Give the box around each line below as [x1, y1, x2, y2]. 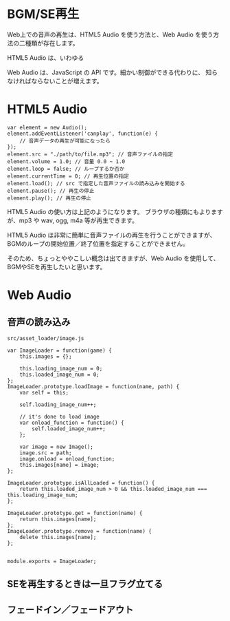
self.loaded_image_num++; [32, 425, 106, 432]
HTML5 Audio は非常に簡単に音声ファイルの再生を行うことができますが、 [7, 231, 216, 239]
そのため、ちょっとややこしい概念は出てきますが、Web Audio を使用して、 [7, 254, 220, 262]
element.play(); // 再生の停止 [7, 194, 91, 202]
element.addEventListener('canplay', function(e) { [7, 130, 158, 137]
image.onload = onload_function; [19, 455, 115, 462]
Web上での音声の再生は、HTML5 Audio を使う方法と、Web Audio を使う [7, 30, 214, 39]
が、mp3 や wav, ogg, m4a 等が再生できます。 [7, 216, 139, 224]
